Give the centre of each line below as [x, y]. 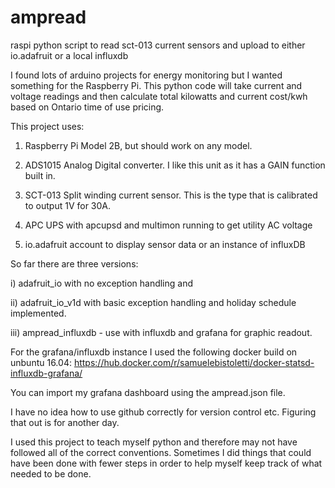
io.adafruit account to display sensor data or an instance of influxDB [165, 244]
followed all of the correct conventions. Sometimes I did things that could [161, 452]
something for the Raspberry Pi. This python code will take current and [156, 85]
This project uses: [47, 126]
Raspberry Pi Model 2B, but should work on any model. [138, 145]
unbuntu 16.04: [41, 362]
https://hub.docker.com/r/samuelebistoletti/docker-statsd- [194, 362]
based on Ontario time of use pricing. [87, 107]
